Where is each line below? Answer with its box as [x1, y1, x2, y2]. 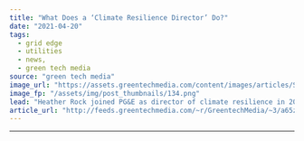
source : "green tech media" [9, 72, 116, 81]
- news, [17, 55, 47, 64]
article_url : [9, 106, 59, 115]
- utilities [17, 47, 63, 56]
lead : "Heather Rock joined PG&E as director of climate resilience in [9, 97, 285, 107]
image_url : [9, 80, 51, 89]
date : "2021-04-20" [9, 22, 83, 31]
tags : [9, 30, 30, 39]
